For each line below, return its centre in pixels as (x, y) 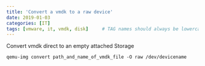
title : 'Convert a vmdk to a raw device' (60, 12)
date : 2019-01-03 (28, 18)
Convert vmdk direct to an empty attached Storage (70, 46)
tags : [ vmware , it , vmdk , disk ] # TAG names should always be (92, 29)
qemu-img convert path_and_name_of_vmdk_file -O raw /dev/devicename (97, 57)
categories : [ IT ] (28, 23)
